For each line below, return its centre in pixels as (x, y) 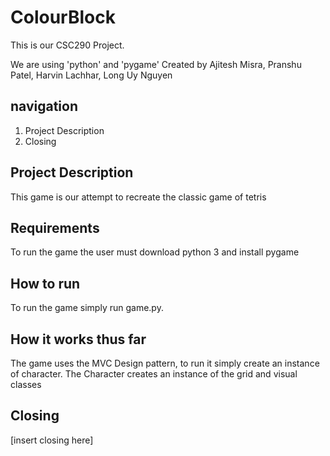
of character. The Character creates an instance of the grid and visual (154, 374)
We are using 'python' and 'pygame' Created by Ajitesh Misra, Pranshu (156, 64)
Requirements (55, 227)
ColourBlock (63, 17)
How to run (45, 283)
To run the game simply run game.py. (87, 308)
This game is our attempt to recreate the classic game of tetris (138, 197)
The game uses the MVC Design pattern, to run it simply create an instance (165, 363)
